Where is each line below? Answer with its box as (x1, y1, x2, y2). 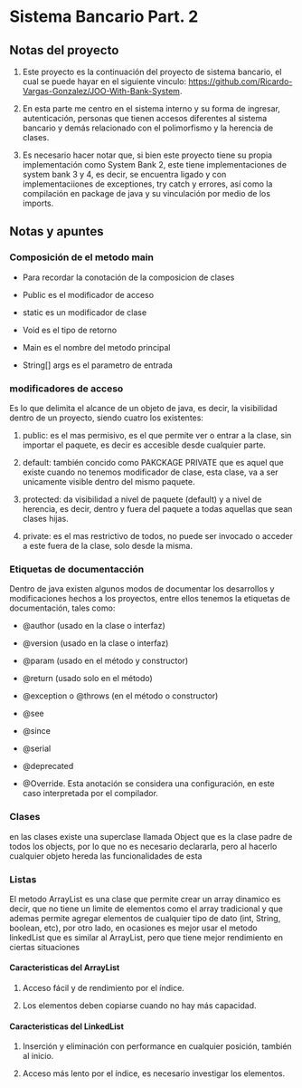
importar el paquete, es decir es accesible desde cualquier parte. (22, 439, 267, 450)
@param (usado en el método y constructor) (22, 655, 188, 667)
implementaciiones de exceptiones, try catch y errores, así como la (22, 178, 273, 189)
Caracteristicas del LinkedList (9, 1021, 125, 1032)
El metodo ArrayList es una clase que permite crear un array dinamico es (9, 893, 281, 904)
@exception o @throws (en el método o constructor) (22, 690, 219, 701)
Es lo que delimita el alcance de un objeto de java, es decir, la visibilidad (9, 402, 278, 413)
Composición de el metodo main (9, 251, 154, 264)
